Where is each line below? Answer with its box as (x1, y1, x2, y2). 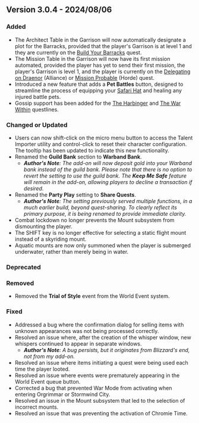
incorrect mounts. (14, 403, 59, 410)
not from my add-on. (23, 353, 75, 360)
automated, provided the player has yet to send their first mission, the (14, 61, 185, 69)
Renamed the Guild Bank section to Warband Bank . (14, 153, 142, 160)
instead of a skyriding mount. (14, 235, 87, 242)
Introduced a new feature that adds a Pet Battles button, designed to (14, 80, 184, 88)
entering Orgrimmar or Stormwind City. (14, 390, 110, 398)
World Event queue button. (14, 378, 81, 385)
